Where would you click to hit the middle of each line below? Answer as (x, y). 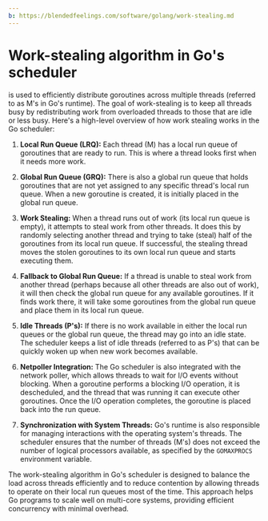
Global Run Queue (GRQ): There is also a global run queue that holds (134, 176)
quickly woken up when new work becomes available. (109, 351)
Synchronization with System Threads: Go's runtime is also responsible (140, 425)
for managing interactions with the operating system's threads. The (131, 433)
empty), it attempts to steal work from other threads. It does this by (130, 226)
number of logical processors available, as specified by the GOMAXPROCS (136, 450)
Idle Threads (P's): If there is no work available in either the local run (134, 325)
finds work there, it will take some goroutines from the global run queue (138, 301)
